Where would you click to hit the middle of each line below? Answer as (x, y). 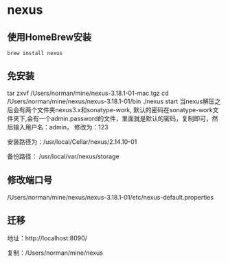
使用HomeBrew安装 (49, 37)
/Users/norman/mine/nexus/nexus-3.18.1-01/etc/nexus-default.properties (111, 197)
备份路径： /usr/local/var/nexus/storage (63, 156)
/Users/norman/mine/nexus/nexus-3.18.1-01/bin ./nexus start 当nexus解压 (111, 101)
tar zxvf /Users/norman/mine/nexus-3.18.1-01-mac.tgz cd (88, 93)
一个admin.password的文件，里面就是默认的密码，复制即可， (125, 118)
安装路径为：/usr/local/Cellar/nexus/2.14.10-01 (72, 141)
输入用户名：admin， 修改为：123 (60, 127)
